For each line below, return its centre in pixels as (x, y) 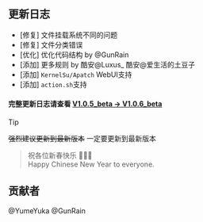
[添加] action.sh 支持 (53, 84)
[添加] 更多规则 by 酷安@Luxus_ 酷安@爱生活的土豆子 (107, 64)
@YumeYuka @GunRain (47, 211)
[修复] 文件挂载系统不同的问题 (68, 35)
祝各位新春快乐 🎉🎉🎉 (60, 155)
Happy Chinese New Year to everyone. (91, 164)
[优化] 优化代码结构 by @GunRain (74, 55)
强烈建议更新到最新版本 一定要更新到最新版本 (82, 139)
